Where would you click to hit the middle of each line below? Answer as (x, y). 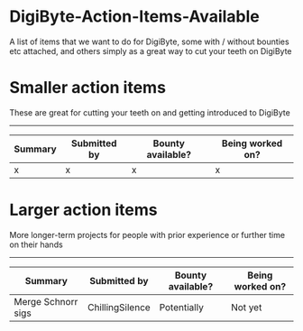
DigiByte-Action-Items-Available (134, 17)
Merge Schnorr (46, 301)
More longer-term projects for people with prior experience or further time (147, 234)
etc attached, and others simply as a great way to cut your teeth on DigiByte (151, 51)
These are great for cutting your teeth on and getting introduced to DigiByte (150, 112)
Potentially (182, 307)
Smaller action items (88, 88)
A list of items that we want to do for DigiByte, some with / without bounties (150, 41)
